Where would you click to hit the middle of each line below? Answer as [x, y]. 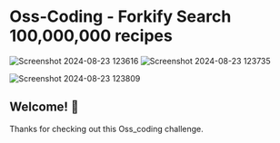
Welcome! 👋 [44, 107]
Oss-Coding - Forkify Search [120, 17]
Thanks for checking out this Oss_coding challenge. [107, 129]
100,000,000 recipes [91, 36]
